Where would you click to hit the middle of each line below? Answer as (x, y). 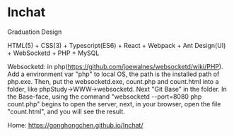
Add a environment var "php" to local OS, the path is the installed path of (113, 74)
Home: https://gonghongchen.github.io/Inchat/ (75, 125)
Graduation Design (35, 32)
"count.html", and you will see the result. (66, 111)
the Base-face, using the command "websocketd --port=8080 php (105, 97)
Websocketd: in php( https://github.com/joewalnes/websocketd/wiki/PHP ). (116, 66)
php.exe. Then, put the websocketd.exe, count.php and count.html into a (113, 81)
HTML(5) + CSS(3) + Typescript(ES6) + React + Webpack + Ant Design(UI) (117, 45)
